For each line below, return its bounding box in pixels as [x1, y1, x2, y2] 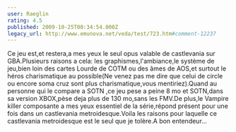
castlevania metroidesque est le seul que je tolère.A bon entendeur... [7, 117, 207, 126]
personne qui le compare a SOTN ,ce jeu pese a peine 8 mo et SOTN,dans [7, 87, 224, 95]
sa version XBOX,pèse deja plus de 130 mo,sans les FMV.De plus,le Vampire [7, 95, 229, 103]
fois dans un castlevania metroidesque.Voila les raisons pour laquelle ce [7, 109, 218, 118]
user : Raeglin [7, 10, 49, 18]
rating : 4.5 [7, 17, 42, 24]
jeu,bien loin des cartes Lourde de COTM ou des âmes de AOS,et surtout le [7, 64, 227, 73]
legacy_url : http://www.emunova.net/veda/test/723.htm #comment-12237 [7, 30, 217, 37]
